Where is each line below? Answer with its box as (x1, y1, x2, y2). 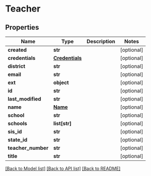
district (8, 63, 26, 69)
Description (86, 38, 116, 45)
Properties (5, 23, 39, 32)
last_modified (8, 96, 41, 102)
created (8, 46, 27, 53)
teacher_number (8, 144, 49, 151)
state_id (8, 136, 28, 143)
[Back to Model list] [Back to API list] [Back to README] (5, 165, 121, 171)
